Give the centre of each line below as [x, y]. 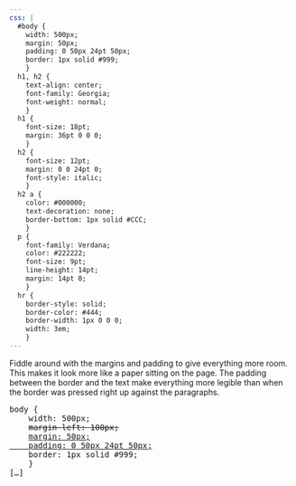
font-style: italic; [64, 177]
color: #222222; [56, 253]
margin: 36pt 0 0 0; [64, 136]
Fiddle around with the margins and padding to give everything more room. [149, 363]
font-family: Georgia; [68, 93]
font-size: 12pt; [58, 161]
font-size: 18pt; [58, 128]
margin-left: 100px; [74, 427]
